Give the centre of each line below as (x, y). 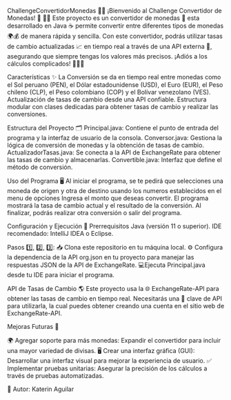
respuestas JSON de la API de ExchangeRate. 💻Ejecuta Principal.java (106, 265)
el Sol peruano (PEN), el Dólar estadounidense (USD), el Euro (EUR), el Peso (115, 85)
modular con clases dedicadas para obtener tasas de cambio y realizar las (113, 107)
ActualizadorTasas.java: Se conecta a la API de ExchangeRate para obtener (114, 152)
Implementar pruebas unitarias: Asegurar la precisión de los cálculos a (107, 368)
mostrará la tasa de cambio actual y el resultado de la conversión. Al (104, 206)
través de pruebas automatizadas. (56, 376)
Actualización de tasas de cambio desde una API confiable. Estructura (107, 99)
